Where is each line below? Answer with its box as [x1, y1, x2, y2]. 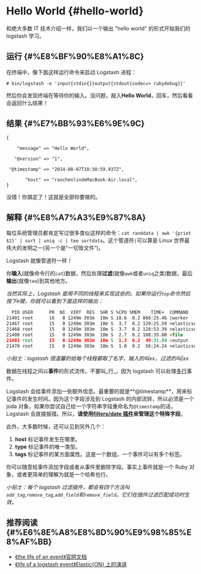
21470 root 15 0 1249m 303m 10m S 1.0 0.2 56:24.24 [6, 343, 167, 349]
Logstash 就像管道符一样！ [6, 257, 73, 264]
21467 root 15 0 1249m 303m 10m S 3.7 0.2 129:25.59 [6, 321, 167, 327]
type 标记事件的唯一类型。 [14, 443, 81, 450]
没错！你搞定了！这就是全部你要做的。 [6, 193, 100, 200]
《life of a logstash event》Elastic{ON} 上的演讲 [14, 561, 127, 568]
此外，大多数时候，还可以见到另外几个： [6, 422, 106, 430]
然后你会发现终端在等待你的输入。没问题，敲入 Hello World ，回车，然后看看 [6, 92, 193, 99]
